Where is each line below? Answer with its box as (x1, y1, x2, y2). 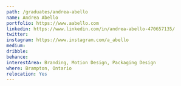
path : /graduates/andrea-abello (6, 8, 88, 15)
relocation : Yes (6, 71, 47, 77)
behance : (6, 54, 29, 60)
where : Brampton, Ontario (6, 65, 72, 71)
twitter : (6, 31, 29, 38)
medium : (6, 43, 26, 49)
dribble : (6, 48, 29, 55)
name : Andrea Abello (6, 15, 59, 21)
